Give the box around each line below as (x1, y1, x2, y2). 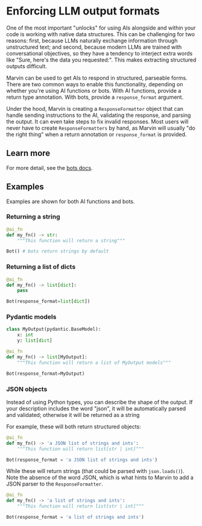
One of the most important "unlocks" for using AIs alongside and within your (6, 24, 196, 31)
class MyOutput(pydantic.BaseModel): (6, 327, 101, 333)
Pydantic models (6, 313, 57, 321)
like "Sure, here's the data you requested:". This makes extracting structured (6, 56, 197, 63)
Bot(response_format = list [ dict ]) (6, 298, 90, 305)
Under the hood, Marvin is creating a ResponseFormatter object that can (6, 105, 184, 112)
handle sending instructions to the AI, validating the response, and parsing (6, 111, 191, 119)
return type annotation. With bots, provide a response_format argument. (6, 93, 184, 101)
